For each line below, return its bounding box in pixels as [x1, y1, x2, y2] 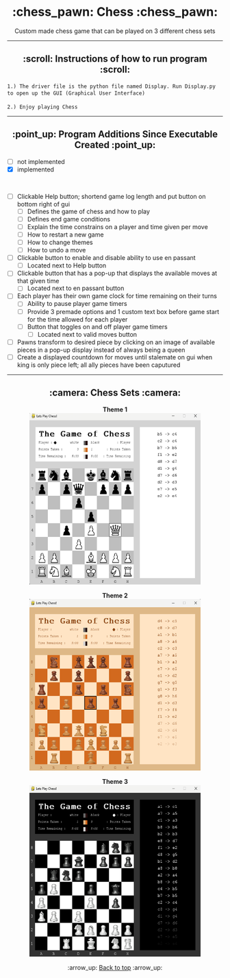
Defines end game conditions [27, 215, 111, 223]
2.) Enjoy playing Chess [7, 104, 78, 110]
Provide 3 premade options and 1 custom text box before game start [27, 307, 220, 315]
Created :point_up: [74, 139, 156, 151]
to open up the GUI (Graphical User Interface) [7, 90, 146, 97]
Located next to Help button [27, 261, 107, 270]
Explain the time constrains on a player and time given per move [27, 222, 209, 230]
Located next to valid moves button [37, 330, 138, 338]
